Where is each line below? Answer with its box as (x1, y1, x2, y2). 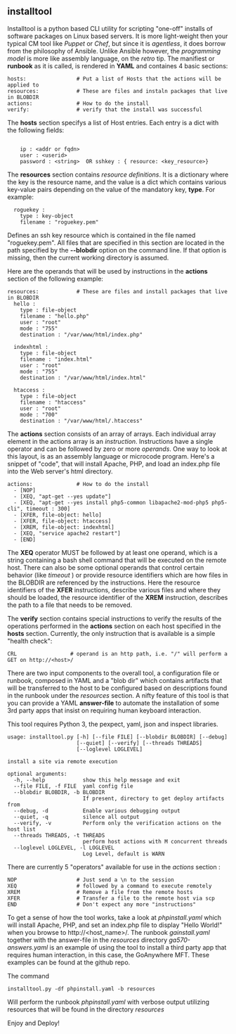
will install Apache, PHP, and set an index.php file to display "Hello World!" (7, 921, 223, 929)
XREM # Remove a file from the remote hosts (7, 888, 193, 895)
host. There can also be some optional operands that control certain (7, 563, 204, 572)
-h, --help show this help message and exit (13, 777, 181, 784)
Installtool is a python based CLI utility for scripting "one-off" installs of (7, 24, 213, 32)
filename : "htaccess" (20, 399, 86, 406)
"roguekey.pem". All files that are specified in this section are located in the (7, 238, 225, 247)
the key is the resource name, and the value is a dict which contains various (7, 177, 227, 186)
